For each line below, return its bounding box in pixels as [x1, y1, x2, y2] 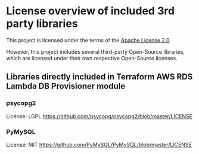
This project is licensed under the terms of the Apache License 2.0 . [6, 36, 172, 44]
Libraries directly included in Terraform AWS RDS [6, 72, 193, 82]
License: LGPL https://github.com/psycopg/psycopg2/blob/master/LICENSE [6, 112, 193, 120]
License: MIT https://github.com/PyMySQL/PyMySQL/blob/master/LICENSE [6, 141, 192, 148]
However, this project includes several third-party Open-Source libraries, [6, 48, 185, 55]
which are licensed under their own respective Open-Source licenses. [6, 54, 178, 61]
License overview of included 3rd [6, 4, 175, 18]
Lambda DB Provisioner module [6, 81, 126, 91]
